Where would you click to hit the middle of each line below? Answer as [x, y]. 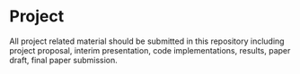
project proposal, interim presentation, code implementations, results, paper [150, 50]
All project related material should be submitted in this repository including [147, 41]
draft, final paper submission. [64, 60]
